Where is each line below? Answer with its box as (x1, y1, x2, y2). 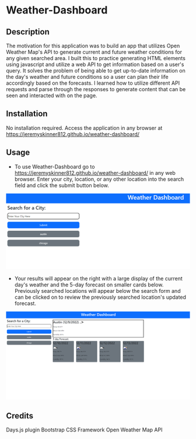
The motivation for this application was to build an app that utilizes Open (6, 42, 180, 49)
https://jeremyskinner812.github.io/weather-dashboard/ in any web (14, 169, 176, 176)
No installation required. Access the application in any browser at (6, 124, 163, 132)
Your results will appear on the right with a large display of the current (14, 275, 183, 282)
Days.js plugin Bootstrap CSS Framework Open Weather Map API (6, 426, 163, 433)
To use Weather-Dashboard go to (14, 163, 95, 170)
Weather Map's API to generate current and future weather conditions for (6, 49, 183, 56)
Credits (6, 410, 34, 421)
